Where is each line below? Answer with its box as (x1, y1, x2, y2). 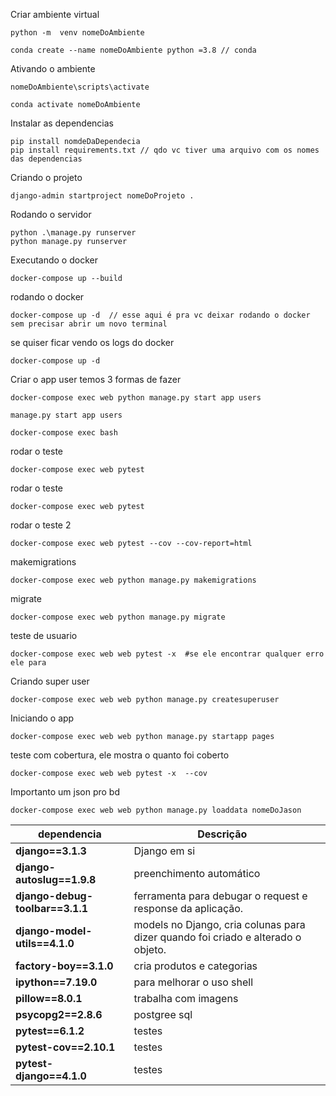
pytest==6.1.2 (15, 1024, 85, 1038)
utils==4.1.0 (15, 937, 75, 950)
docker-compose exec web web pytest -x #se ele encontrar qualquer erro (10, 649, 325, 659)
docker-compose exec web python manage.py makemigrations (10, 575, 257, 585)
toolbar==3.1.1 (15, 902, 89, 915)
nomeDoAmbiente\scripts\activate (10, 82, 150, 92)
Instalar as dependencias (10, 117, 114, 129)
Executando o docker (10, 254, 98, 266)
